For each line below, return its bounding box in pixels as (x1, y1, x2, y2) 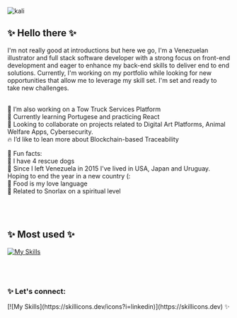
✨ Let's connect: (7, 286, 66, 296)
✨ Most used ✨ (7, 229, 75, 241)
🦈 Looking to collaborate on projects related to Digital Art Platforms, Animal (7, 120, 226, 128)
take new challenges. (7, 84, 69, 92)
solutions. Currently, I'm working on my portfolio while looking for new (7, 68, 212, 77)
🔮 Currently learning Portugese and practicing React (7, 112, 160, 120)
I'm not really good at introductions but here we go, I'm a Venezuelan (7, 46, 209, 55)
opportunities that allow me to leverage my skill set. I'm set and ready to (7, 76, 217, 84)
